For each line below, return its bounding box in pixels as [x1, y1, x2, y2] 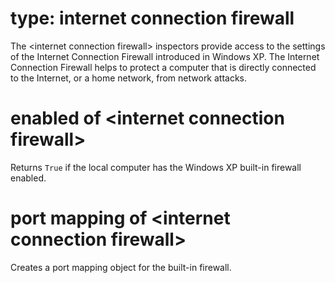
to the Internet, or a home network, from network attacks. [10, 72, 248, 84]
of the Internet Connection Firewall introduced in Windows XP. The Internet [10, 50, 320, 62]
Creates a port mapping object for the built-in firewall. [10, 261, 232, 273]
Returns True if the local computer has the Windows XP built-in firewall [10, 161, 302, 173]
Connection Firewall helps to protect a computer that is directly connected [10, 61, 317, 73]
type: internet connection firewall [10, 7, 295, 30]
